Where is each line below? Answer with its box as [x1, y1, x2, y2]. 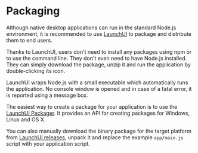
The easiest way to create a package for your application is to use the [6, 103, 178, 110]
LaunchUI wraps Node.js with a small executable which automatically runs [6, 79, 188, 86]
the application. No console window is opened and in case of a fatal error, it [6, 85, 192, 92]
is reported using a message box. [6, 91, 88, 99]
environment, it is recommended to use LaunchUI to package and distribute [6, 30, 192, 37]
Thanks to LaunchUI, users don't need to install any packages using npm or [6, 48, 192, 55]
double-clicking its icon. [6, 67, 66, 74]
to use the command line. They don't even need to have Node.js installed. [6, 54, 187, 62]
